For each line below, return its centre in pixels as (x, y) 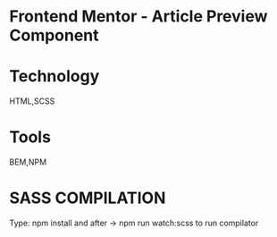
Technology (55, 76)
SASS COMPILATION (88, 198)
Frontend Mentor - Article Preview (138, 17)
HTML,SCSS (32, 101)
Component (55, 35)
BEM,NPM (28, 162)
